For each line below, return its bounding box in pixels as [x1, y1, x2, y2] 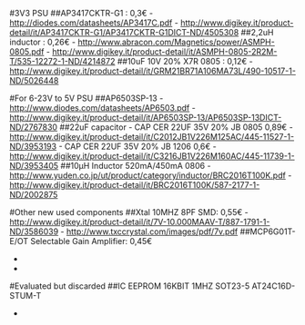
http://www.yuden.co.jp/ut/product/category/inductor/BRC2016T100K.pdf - [9, 170, 292, 181]
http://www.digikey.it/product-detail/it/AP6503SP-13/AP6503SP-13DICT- [9, 113, 282, 123]
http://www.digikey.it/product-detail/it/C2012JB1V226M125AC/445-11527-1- [9, 132, 294, 142]
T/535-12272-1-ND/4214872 [9, 56, 116, 66]
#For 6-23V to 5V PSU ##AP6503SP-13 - [9, 93, 164, 103]
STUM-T [9, 291, 42, 300]
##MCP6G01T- [239, 226, 296, 237]
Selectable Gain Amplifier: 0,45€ [30, 236, 153, 246]
